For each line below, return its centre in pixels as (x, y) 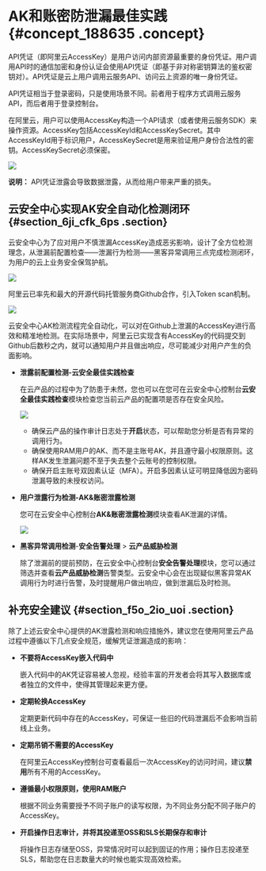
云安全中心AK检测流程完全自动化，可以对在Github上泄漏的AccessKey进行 (129, 326)
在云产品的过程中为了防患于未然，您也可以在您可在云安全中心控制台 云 (134, 389)
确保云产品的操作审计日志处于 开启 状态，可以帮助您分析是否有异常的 (142, 430)
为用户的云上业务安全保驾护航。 (60, 262)
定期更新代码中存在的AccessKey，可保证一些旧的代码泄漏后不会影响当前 (139, 718)
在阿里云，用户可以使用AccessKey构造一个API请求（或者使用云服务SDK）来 (133, 120)
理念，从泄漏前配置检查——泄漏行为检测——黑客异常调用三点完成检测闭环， (133, 252)
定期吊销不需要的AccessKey (66, 745)
